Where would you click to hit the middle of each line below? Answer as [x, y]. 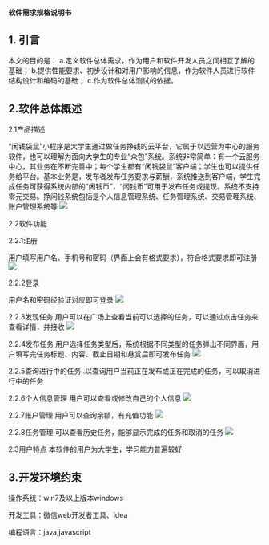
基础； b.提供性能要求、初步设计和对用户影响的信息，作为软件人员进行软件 [132, 71]
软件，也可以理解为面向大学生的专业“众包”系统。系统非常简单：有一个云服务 [134, 157]
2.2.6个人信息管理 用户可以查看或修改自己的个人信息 [95, 398]
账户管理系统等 [33, 207]
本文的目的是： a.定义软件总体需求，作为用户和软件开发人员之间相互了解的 [131, 61]
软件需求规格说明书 [40, 12]
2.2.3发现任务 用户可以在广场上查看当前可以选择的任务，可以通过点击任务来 [133, 317]
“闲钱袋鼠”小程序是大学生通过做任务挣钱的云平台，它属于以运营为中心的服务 [134, 146]
